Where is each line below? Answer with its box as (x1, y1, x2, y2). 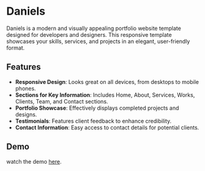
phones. (15, 85, 36, 92)
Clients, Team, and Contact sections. (15, 97, 108, 105)
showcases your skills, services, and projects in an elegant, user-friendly (6, 37, 190, 45)
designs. (15, 110, 37, 118)
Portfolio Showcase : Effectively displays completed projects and (15, 104, 179, 112)
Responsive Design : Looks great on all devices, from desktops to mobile (15, 78, 199, 85)
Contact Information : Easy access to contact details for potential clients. (15, 124, 199, 131)
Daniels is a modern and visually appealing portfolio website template (6, 25, 182, 32)
